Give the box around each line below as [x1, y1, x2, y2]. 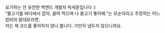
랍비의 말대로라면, [5, 17, 40, 22]
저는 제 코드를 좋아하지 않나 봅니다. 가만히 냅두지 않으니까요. [5, 23, 122, 29]
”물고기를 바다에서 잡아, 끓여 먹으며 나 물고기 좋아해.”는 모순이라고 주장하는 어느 [5, 10, 161, 16]
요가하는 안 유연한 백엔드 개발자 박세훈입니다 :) [5, 4, 96, 10]
